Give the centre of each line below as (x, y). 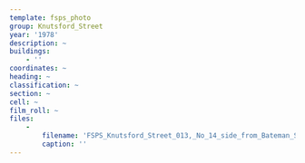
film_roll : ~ (34, 110)
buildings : (30, 52)
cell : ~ (24, 102)
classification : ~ (44, 85)
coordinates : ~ (38, 69)
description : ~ (38, 43)
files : (22, 119)
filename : (60, 136)
